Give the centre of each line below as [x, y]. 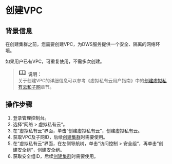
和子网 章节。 [41, 87]
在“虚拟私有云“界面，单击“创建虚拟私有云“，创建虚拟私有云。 [78, 130]
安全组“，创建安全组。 [41, 150]
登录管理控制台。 [31, 118]
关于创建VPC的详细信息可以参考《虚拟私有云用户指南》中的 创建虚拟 [90, 80]
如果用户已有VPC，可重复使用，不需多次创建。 [55, 61]
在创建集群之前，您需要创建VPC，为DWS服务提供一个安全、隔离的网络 [80, 44]
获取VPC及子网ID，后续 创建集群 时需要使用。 [60, 137]
